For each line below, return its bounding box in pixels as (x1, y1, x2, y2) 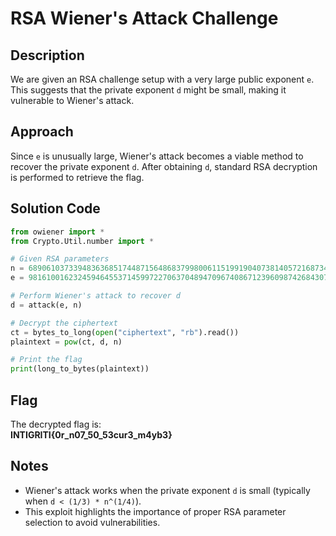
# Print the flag (10, 355, 83, 365)
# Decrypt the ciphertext (10, 318, 118, 328)
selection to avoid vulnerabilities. (24, 516, 161, 528)
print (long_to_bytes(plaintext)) (10, 364, 150, 374)
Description (10, 47, 85, 64)
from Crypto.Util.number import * (10, 236, 155, 246)
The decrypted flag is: (10, 418, 102, 430)
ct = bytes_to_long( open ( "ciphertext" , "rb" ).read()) (10, 327, 240, 337)
